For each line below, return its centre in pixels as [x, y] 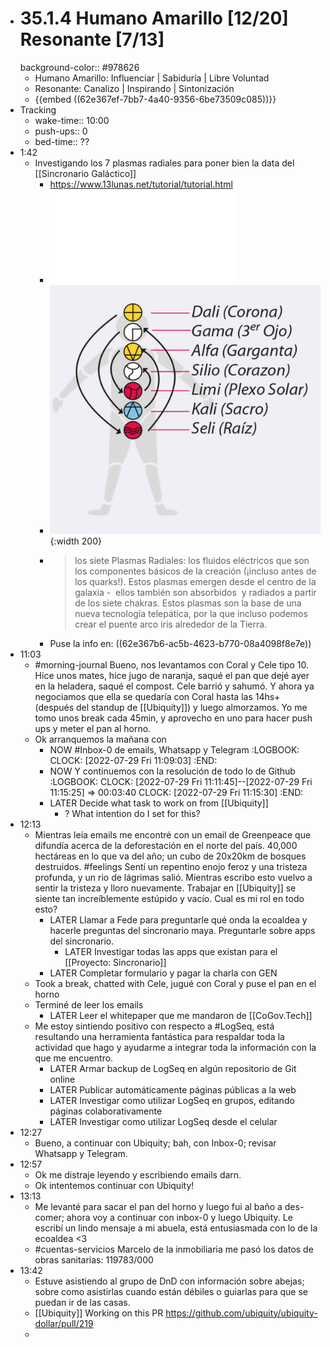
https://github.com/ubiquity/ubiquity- [241, 1313]
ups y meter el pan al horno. [93, 728]
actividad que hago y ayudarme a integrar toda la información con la [175, 1047]
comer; [49, 1217]
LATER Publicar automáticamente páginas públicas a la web [173, 1089]
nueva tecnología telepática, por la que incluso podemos [191, 613]
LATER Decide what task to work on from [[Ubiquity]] [159, 803]
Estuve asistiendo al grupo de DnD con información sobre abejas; [169, 1281]
